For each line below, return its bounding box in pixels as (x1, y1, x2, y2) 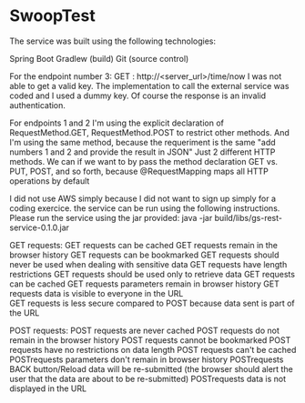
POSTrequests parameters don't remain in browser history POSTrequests (9, 354, 284, 365)
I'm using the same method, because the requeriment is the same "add (9, 136, 276, 147)
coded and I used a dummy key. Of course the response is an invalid (9, 90, 267, 101)
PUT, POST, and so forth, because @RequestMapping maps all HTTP (9, 166, 269, 176)
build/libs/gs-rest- (214, 212, 282, 223)
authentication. (9, 99, 66, 110)
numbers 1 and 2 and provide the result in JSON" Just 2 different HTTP (9, 146, 276, 157)
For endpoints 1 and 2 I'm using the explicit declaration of (9, 117, 225, 128)
